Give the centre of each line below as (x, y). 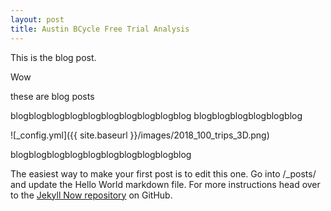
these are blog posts (52, 96)
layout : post (37, 19)
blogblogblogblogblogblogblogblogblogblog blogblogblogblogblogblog (156, 115)
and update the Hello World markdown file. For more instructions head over (165, 184)
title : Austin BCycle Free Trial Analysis (100, 29)
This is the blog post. (53, 57)
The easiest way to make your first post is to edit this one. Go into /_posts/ (163, 173)
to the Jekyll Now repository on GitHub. (91, 195)
